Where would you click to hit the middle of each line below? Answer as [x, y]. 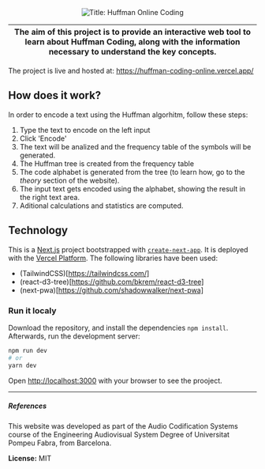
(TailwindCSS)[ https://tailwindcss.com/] [84, 273]
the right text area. [50, 197]
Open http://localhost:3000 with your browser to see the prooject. [115, 380]
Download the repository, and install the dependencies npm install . [118, 327]
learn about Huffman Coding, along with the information [132, 42]
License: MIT [30, 458]
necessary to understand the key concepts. [132, 52]
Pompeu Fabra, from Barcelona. [60, 443]
